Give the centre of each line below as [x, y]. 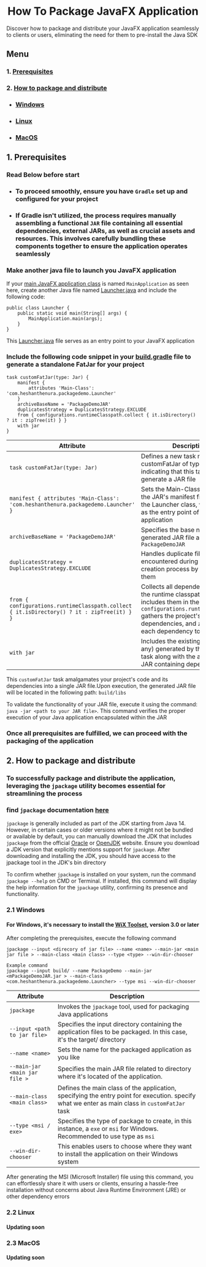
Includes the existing [171, 641]
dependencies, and [169, 623]
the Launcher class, [169, 504]
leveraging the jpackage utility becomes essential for [86, 786]
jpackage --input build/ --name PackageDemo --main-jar [79, 971]
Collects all [157, 587]
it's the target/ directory [91, 1040]
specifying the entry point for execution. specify [127, 1096]
